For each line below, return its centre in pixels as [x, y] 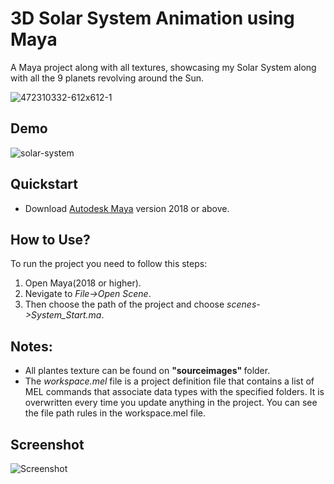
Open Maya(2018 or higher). [83, 283]
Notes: [31, 346]
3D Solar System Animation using [152, 18]
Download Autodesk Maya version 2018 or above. [127, 208]
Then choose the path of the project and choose [124, 304]
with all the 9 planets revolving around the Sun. [107, 78]
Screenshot [47, 444]
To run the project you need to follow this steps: [109, 264]
